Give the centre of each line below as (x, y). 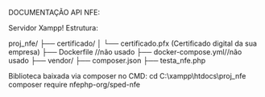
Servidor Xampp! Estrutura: (54, 28)
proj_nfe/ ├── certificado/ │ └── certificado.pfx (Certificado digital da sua (133, 43)
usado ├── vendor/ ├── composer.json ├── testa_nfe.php (107, 61)
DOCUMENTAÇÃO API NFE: (54, 12)
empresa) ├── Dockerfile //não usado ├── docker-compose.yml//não (125, 52)
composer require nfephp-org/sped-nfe (75, 85)
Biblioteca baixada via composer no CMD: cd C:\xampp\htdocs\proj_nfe (127, 76)
